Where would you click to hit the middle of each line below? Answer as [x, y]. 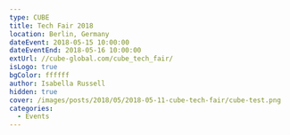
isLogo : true [33, 67]
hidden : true [33, 91]
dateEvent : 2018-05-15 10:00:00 [69, 42]
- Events [33, 116]
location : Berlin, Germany [59, 34]
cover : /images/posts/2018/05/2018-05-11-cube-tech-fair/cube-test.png [145, 100]
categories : [31, 108]
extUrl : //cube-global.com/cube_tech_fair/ [91, 59]
